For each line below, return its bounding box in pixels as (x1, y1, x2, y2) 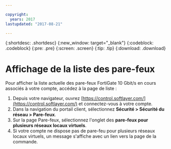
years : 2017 (10, 16, 36, 22)
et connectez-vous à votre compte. (78, 101, 153, 107)
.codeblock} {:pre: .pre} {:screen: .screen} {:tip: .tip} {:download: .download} (5, 45, 166, 52)
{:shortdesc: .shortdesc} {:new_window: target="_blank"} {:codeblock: (5, 40, 154, 46)
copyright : (5, 12, 29, 17)
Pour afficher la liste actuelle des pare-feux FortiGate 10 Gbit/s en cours (5, 80, 157, 86)
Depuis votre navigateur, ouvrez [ (12, 95, 83, 102)
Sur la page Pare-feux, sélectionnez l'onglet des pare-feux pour (12, 117, 149, 123)
